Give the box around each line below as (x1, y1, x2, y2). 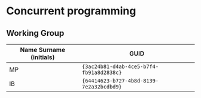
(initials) (31, 53, 55, 61)
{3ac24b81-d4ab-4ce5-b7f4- (81, 63, 159, 70)
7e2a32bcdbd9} (81, 84, 122, 90)
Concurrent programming (6, 4, 136, 18)
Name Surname (20, 46, 66, 54)
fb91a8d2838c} (81, 69, 122, 76)
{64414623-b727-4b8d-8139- (81, 78, 159, 84)
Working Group (6, 28, 65, 38)
